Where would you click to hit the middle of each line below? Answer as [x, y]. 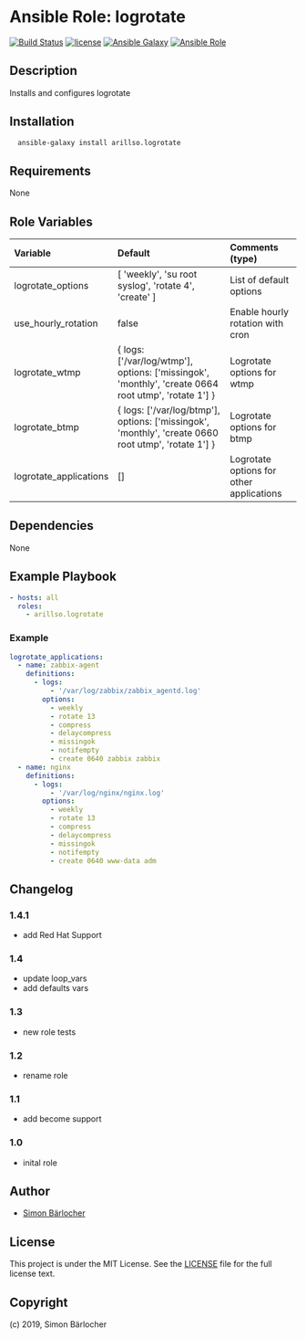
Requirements [50, 171]
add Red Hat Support [62, 935]
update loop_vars [55, 978]
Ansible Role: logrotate [98, 17]
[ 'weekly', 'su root [157, 274]
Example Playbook [63, 577]
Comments [255, 248]
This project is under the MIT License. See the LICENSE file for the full [141, 1264]
